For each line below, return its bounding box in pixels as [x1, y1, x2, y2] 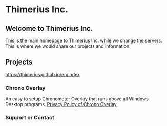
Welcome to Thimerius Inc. [5, 24, 93, 33]
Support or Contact [5, 114, 55, 121]
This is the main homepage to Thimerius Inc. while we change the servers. [5, 37, 162, 44]
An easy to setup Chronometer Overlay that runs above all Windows [5, 96, 149, 102]
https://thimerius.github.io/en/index [5, 71, 80, 77]
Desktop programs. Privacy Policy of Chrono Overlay [5, 101, 117, 108]
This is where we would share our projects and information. [5, 43, 131, 49]
